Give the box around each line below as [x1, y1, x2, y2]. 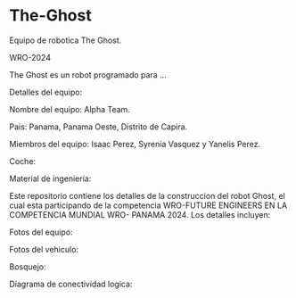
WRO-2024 [9, 52, 52, 62]
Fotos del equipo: [9, 227, 73, 237]
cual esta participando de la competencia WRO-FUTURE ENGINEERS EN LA [9, 200, 288, 211]
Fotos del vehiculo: [9, 244, 78, 254]
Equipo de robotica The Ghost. [9, 35, 122, 46]
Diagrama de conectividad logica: [9, 278, 133, 289]
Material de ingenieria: [9, 173, 92, 184]
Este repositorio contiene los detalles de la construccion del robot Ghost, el [9, 190, 285, 201]
